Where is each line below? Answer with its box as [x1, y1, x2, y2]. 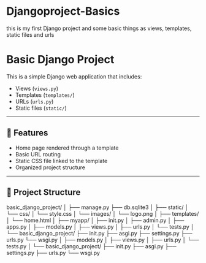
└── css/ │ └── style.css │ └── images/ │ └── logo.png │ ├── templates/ [6, 210, 199, 217]
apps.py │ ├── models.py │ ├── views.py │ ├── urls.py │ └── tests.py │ [6, 223, 194, 231]
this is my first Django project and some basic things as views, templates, [6, 25, 192, 32]
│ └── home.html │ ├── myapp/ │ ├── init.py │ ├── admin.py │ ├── [6, 216, 185, 224]
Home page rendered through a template [15, 144, 119, 151]
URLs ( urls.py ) [15, 97, 54, 105]
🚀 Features [6, 128, 48, 139]
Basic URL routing [15, 150, 61, 158]
